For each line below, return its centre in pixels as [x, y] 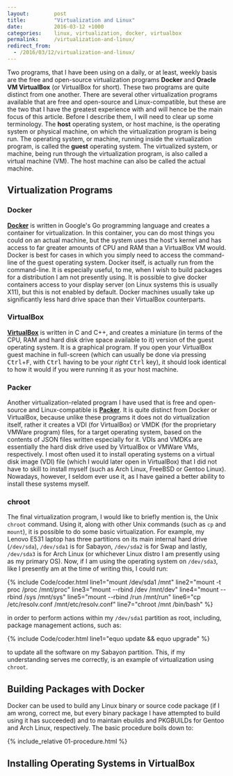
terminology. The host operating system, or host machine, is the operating [114, 124]
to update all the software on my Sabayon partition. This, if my [96, 652]
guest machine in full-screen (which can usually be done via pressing [107, 354]
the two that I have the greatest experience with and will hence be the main [115, 109]
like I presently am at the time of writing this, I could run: [88, 569]
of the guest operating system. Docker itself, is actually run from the [116, 262]
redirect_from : [29, 46]
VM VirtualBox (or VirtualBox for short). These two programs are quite [109, 87]
